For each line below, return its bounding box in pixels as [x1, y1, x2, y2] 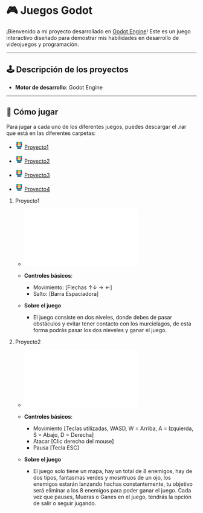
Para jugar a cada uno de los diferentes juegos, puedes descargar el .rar [6, 123, 187, 130]
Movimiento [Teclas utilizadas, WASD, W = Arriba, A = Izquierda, [33, 425, 193, 432]
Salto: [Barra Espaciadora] [33, 290, 99, 297]
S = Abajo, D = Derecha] [33, 431, 94, 438]
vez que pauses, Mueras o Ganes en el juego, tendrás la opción [33, 493, 192, 500]
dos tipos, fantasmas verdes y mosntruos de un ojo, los [33, 474, 171, 481]
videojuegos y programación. [6, 41, 80, 48]
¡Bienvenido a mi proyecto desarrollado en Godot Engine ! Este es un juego [6, 27, 192, 35]
